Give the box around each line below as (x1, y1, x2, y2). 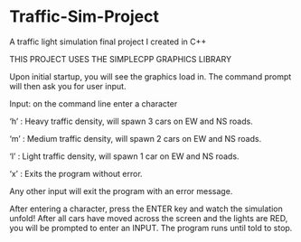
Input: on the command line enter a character (9, 98, 178, 109)
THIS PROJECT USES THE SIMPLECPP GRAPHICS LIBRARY (9, 53, 232, 64)
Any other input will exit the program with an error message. (9, 185, 233, 196)
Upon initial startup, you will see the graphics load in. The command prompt (9, 70, 292, 82)
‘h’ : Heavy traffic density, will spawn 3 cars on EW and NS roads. (9, 116, 253, 126)
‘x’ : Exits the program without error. (9, 168, 143, 179)
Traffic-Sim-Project (9, 6, 160, 27)
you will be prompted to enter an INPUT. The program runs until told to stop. (9, 222, 293, 233)
